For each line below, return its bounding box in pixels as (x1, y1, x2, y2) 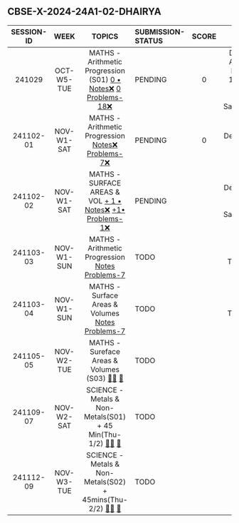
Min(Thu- (88, 430, 122, 440)
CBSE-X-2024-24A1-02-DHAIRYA (7, 6, 161, 18)
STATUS (134, 36, 164, 46)
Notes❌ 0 (88, 83, 121, 93)
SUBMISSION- (134, 26, 185, 36)
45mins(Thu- (82, 494, 128, 504)
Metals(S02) (84, 477, 127, 487)
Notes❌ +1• (84, 205, 126, 215)
